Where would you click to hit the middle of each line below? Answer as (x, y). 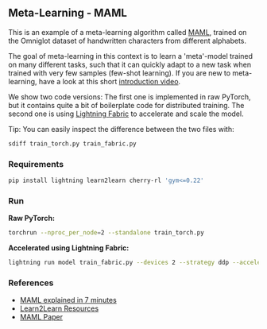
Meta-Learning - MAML (68, 13)
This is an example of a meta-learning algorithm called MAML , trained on (128, 32)
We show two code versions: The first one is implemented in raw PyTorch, (130, 97)
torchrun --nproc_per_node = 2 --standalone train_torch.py (106, 233)
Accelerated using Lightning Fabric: (69, 248)
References (31, 283)
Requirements (36, 164)
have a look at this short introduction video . (110, 81)
